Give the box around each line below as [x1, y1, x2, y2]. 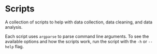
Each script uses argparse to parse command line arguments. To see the [5, 33, 149, 39]
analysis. [5, 24, 23, 30]
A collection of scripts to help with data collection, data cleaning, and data [5, 19, 153, 25]
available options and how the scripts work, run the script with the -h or [5, 38, 147, 44]
